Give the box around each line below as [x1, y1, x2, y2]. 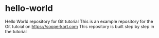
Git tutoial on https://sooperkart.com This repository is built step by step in [5, 23, 155, 29]
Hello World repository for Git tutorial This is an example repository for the [5, 19, 154, 24]
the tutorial [5, 28, 27, 34]
